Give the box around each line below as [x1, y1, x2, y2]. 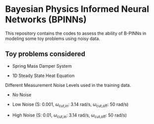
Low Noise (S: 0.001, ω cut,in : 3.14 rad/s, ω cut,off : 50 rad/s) [12, 101, 129, 108]
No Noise [12, 91, 32, 97]
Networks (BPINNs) [5, 14, 87, 25]
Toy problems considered [5, 50, 85, 58]
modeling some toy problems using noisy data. [5, 36, 100, 41]
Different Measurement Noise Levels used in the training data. [5, 82, 131, 88]
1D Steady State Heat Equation [12, 73, 75, 79]
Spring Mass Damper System [12, 63, 72, 69]
